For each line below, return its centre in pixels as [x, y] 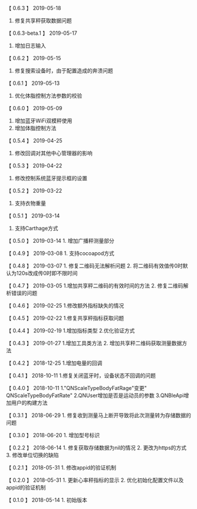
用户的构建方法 [29, 403]
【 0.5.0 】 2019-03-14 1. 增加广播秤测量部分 [60, 241]
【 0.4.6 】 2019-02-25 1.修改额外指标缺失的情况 [65, 305]
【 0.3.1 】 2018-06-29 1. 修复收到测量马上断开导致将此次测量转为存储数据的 [99, 415]
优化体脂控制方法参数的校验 [48, 96]
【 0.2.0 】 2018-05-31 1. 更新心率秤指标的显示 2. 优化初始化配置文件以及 [95, 480]
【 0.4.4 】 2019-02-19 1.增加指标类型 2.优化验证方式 [70, 330]
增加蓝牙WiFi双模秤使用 [43, 121]
